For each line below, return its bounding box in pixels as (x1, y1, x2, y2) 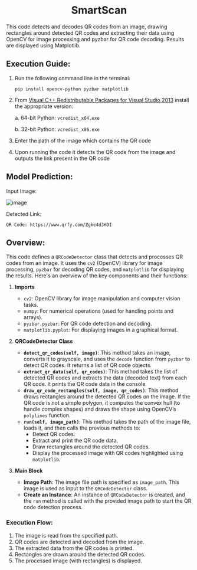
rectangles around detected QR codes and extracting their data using (6, 29, 175, 36)
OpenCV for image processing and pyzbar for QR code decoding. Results (6, 35, 185, 42)
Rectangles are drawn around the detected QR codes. (14, 551, 146, 558)
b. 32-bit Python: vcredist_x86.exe (14, 125, 100, 133)
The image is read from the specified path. (14, 532, 119, 539)
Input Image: (6, 187, 37, 195)
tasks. (23, 302, 38, 309)
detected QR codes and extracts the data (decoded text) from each (23, 374, 188, 381)
